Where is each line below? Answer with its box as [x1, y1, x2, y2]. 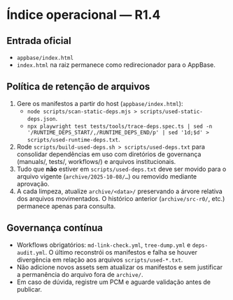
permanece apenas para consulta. [16, 202, 116, 210]
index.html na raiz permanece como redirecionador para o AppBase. [16, 61, 216, 69]
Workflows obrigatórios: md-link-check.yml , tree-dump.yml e [16, 241, 191, 249]
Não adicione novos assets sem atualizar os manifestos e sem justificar [16, 262, 223, 271]
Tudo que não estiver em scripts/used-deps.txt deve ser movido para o [16, 165, 227, 173]
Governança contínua [6, 222, 103, 234]
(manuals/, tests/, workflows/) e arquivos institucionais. [16, 157, 176, 165]
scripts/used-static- [140, 108, 204, 115]
